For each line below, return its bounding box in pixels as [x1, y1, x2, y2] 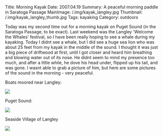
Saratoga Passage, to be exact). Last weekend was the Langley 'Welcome [5, 29, 153, 34]
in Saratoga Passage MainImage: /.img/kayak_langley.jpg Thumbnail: [5, 9, 143, 15]
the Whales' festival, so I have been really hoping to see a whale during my [5, 34, 155, 40]
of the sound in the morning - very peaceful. [5, 70, 94, 76]
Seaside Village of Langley [5, 116, 58, 122]
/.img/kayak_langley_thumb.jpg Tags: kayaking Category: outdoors [5, 15, 139, 20]
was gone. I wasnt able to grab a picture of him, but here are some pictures [5, 65, 156, 71]
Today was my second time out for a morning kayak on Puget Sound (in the [5, 24, 156, 30]
